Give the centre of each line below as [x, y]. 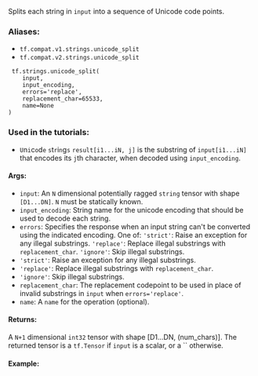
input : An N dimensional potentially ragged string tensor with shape [129, 193]
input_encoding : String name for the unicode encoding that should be [131, 210]
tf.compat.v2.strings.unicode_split [79, 58]
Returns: [23, 319]
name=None [38, 106]
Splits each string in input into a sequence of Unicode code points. [116, 11]
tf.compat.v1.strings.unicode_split [79, 49]
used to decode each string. [65, 218]
